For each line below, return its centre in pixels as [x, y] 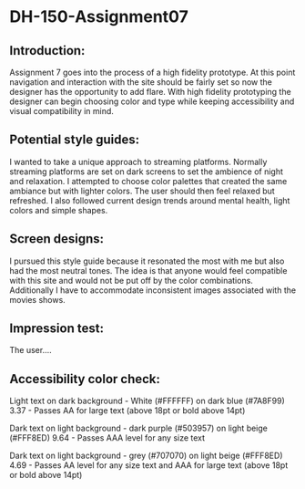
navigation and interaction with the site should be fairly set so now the [141, 82]
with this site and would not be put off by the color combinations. [131, 280]
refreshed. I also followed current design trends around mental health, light [150, 200]
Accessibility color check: [85, 379]
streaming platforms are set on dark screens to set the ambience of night [147, 172]
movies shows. [37, 299]
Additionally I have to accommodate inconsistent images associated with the [153, 290]
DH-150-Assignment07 [99, 17]
